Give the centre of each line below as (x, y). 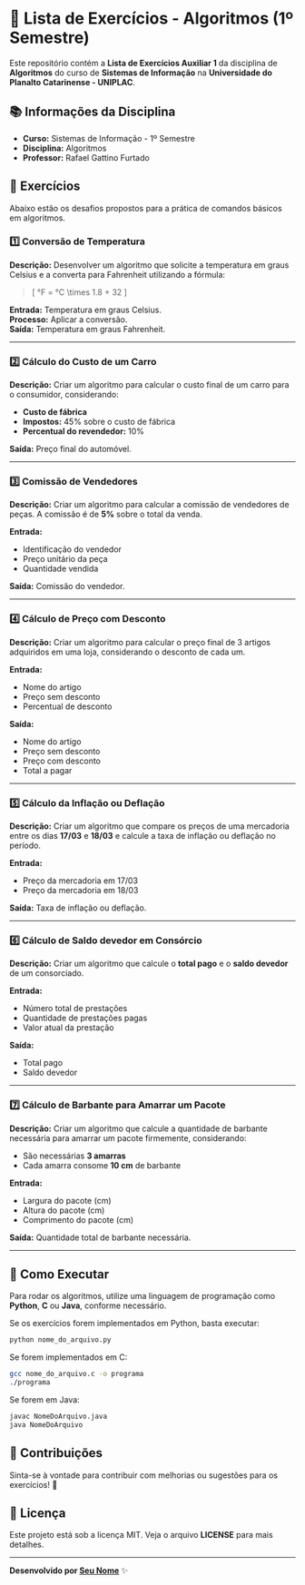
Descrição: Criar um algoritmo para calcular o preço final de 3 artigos (140, 642)
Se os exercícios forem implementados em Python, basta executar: (135, 1324)
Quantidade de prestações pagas (85, 1018)
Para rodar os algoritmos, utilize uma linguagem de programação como (142, 1296)
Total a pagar (47, 770)
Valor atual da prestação (68, 1028)
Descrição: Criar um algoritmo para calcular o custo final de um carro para (149, 385)
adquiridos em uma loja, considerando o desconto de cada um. (128, 652)
